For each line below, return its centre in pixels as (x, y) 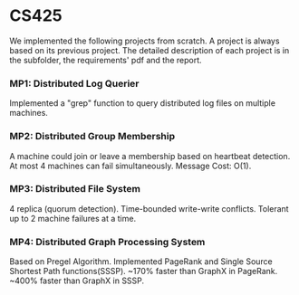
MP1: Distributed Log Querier (74, 83)
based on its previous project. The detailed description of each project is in (149, 50)
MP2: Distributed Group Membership (92, 137)
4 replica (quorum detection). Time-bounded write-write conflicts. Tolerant (149, 208)
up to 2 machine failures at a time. (73, 218)
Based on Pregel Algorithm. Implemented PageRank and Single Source (141, 262)
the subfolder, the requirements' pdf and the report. (106, 60)
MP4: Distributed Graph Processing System (107, 242)
